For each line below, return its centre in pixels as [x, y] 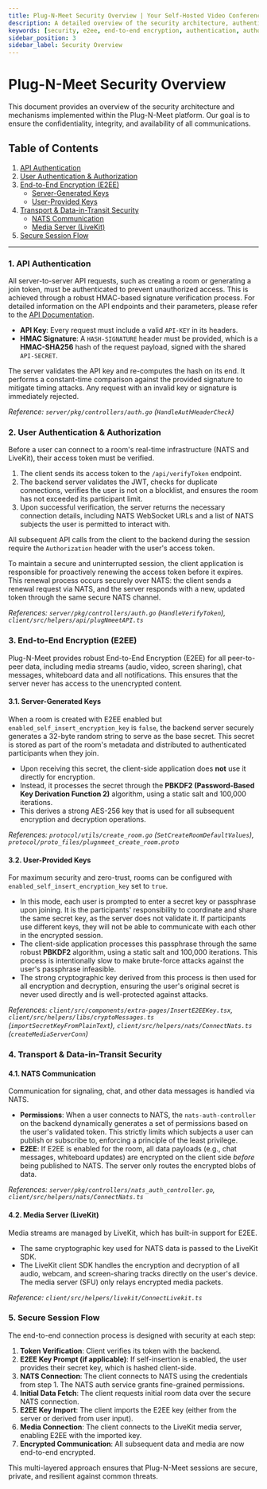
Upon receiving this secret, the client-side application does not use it [133, 768]
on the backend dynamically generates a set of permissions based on [134, 1124]
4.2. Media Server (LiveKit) [54, 1214]
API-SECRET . [39, 356]
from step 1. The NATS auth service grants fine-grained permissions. [132, 1384]
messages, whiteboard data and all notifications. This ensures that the [123, 674]
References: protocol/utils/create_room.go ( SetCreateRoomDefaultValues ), [131, 834]
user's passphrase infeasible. [68, 969]
